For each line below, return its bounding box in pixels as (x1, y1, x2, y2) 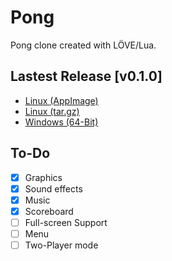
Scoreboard (24, 205, 74, 217)
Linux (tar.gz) (24, 105, 80, 117)
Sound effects (24, 182, 83, 195)
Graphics (24, 171, 63, 183)
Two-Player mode (24, 239, 99, 251)
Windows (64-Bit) (24, 116, 99, 128)
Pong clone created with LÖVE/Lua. (10, 39, 157, 51)
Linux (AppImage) (24, 94, 99, 106)
